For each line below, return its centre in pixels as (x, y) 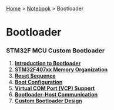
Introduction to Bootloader (48, 64)
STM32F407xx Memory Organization (61, 69)
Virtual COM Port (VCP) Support (55, 88)
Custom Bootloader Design (48, 101)
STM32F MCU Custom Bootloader (56, 51)
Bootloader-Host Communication (56, 95)
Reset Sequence (35, 76)
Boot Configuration (38, 82)
